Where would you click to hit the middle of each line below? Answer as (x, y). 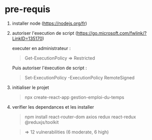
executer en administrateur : (41, 48)
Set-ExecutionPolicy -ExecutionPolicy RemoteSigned (80, 77)
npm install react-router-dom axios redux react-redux (80, 117)
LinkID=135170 (27, 38)
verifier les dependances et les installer (53, 107)
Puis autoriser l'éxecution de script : (49, 68)
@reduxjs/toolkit (42, 122)
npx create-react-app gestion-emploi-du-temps (74, 97)
